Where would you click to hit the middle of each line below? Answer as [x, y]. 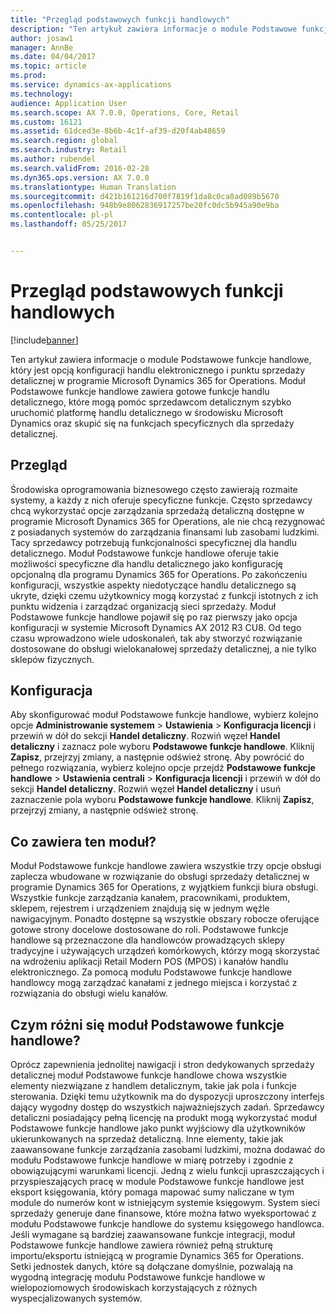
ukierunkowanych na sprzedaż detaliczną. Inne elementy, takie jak [147, 1139]
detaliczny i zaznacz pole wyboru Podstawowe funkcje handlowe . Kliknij [162, 747]
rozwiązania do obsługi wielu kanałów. [89, 993]
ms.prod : [28, 76]
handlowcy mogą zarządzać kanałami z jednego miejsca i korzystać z [154, 983]
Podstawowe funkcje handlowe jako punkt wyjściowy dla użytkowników [158, 1128]
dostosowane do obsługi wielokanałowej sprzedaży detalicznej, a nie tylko [163, 648]
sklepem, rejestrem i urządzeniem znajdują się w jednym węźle [140, 908]
